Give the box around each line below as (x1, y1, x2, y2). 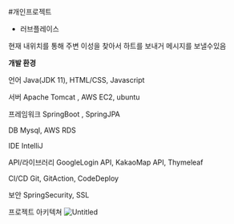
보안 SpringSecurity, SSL (8, 190, 90, 199)
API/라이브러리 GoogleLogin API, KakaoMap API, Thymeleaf (8, 157, 204, 167)
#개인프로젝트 (8, 7, 52, 16)
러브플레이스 (19, 24, 60, 34)
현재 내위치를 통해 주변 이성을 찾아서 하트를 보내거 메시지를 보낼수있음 (8, 41, 227, 51)
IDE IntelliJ (8, 141, 44, 150)
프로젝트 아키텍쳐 (8, 207, 63, 217)
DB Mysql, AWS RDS (8, 125, 76, 135)
